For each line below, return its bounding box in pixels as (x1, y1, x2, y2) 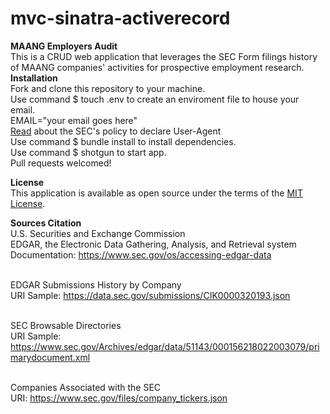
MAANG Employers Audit (10, 40, 118, 52)
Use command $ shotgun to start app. (10, 146, 167, 158)
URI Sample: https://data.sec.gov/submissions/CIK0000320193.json (10, 289, 291, 301)
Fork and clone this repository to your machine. (10, 82, 206, 94)
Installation (10, 72, 58, 84)
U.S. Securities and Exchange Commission (10, 227, 186, 239)
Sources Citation (10, 217, 82, 229)
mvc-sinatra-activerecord (10, 7, 231, 30)
